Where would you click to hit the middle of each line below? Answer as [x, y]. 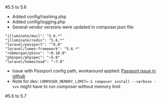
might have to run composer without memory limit [70, 86]
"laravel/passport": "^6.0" [34, 45]
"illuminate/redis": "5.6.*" [35, 40]
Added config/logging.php [39, 22]
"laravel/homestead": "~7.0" [35, 62]
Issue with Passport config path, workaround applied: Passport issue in [84, 71]
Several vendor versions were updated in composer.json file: [73, 27]
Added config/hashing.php [39, 16]
